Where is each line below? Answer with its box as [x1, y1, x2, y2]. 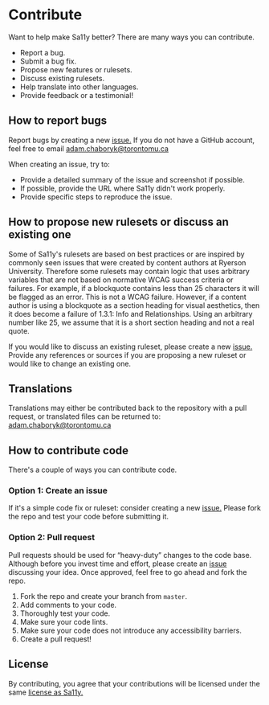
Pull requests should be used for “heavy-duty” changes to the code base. [8, 550, 252, 559]
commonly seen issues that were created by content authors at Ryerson [8, 257, 247, 267]
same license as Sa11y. [8, 687, 84, 697]
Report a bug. [19, 47, 66, 57]
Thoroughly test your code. [19, 609, 111, 618]
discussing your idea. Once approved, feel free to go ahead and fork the [8, 567, 247, 576]
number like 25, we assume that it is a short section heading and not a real [8, 318, 255, 327]
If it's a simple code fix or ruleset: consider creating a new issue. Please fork [8, 503, 261, 513]
